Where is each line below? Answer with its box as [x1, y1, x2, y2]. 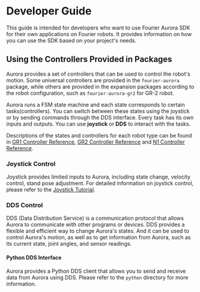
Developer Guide [6, 4, 92, 18]
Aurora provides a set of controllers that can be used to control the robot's [6, 70, 190, 78]
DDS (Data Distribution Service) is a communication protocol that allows [6, 214, 184, 222]
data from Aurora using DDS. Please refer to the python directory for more [6, 273, 189, 281]
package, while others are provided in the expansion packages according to [6, 83, 195, 90]
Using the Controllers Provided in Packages [6, 54, 172, 64]
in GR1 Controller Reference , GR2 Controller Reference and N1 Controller [6, 138, 185, 145]
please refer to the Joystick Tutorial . [6, 186, 95, 193]
